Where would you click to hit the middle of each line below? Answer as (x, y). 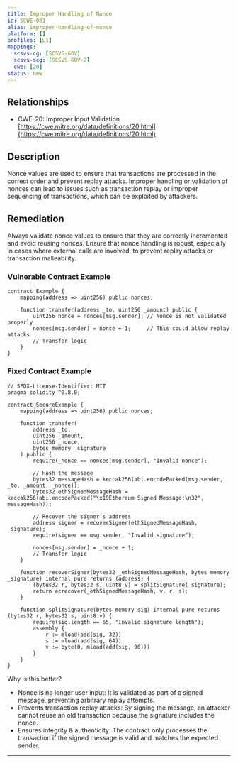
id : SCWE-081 (27, 21)
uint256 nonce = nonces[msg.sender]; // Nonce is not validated (130, 317)
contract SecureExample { (45, 405)
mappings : (22, 47)
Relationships (38, 102)
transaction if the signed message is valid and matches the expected (118, 737)
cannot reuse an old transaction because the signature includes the (116, 715)
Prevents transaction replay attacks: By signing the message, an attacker (124, 708)
